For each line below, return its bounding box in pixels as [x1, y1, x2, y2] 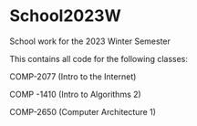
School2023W [9, 5, 121, 26]
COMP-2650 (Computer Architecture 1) [9, 106, 157, 117]
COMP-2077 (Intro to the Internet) [9, 70, 137, 82]
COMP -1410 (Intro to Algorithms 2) [9, 89, 141, 100]
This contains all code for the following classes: [9, 53, 189, 64]
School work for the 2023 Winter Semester [9, 36, 171, 47]
